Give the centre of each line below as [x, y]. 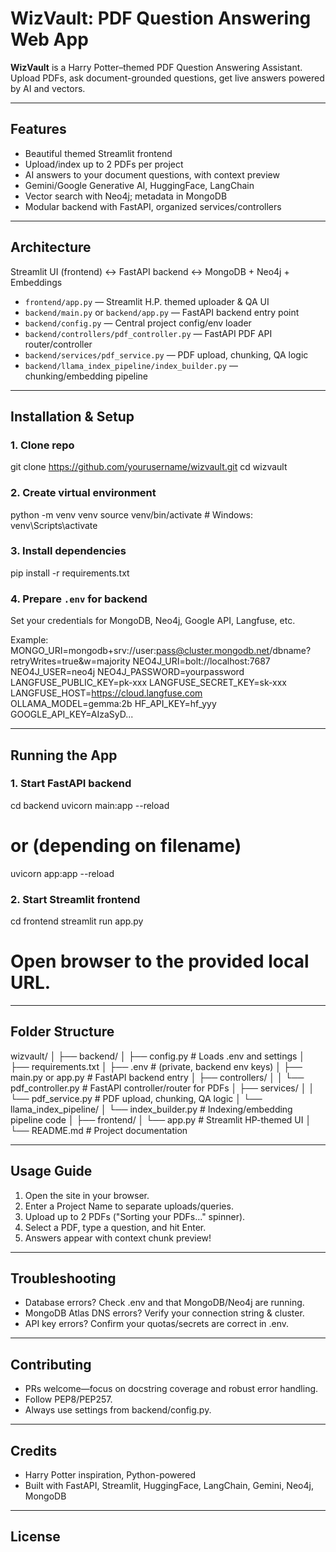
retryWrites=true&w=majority [70, 661]
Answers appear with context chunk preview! [118, 1238]
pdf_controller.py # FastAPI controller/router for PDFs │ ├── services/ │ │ [162, 1088]
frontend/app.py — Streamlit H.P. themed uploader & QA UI [147, 301]
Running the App [64, 755]
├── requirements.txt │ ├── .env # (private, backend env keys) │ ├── [156, 1066]
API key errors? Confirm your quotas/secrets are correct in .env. [157, 1324]
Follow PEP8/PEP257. [68, 1399]
